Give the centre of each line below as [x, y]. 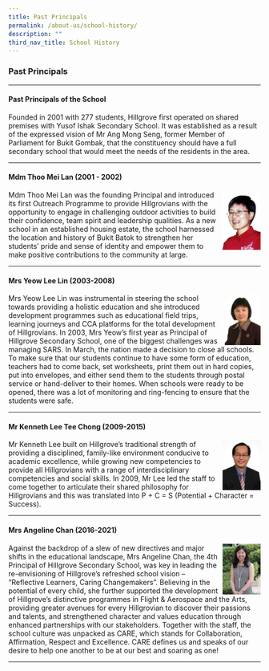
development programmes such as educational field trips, [103, 315]
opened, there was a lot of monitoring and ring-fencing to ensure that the [129, 392]
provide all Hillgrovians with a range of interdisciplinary [99, 470]
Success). [25, 504]
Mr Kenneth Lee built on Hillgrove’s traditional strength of [102, 445]
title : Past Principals [48, 17]
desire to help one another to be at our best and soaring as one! [113, 650]
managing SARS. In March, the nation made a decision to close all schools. [131, 350]
